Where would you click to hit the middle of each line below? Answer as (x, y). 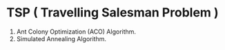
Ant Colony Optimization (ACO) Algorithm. (76, 32)
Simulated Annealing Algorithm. (61, 38)
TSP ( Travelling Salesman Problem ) (112, 13)
